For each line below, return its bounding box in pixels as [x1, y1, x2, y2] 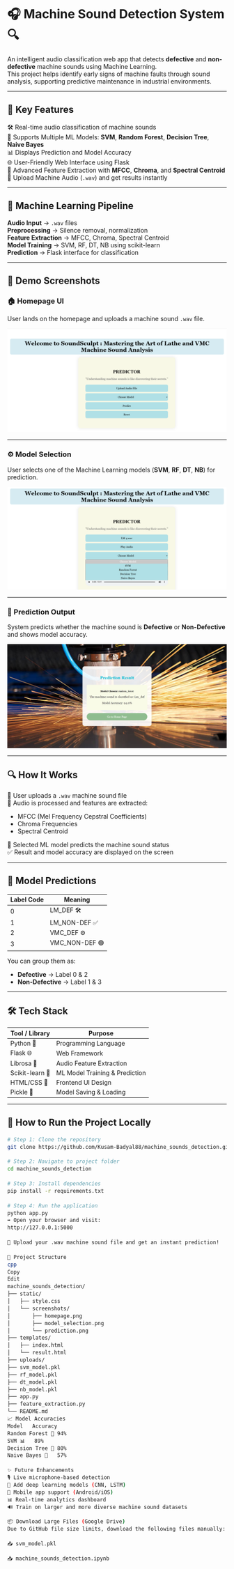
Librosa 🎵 [10, 1059, 38, 1067]
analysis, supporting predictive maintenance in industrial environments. [7, 77, 212, 85]
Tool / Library [10, 1029, 51, 1037]
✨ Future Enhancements [7, 1467, 75, 1474]
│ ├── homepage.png [7, 1312, 82, 1320]
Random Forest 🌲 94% [7, 1430, 68, 1437]
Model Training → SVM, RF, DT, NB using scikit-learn [7, 240, 160, 249]
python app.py [7, 1209, 49, 1216]
